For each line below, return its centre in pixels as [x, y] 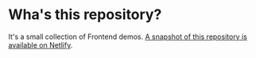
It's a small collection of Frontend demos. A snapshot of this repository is [128, 37]
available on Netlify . [41, 44]
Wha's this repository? [85, 15]
